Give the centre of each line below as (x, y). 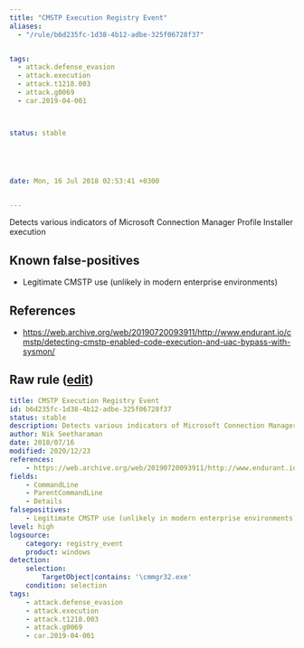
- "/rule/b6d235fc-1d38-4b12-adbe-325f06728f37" (111, 34)
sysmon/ (39, 352)
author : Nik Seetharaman (56, 435)
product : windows (58, 552)
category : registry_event (75, 543)
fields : (24, 476)
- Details (44, 502)
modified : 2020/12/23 (50, 451)
